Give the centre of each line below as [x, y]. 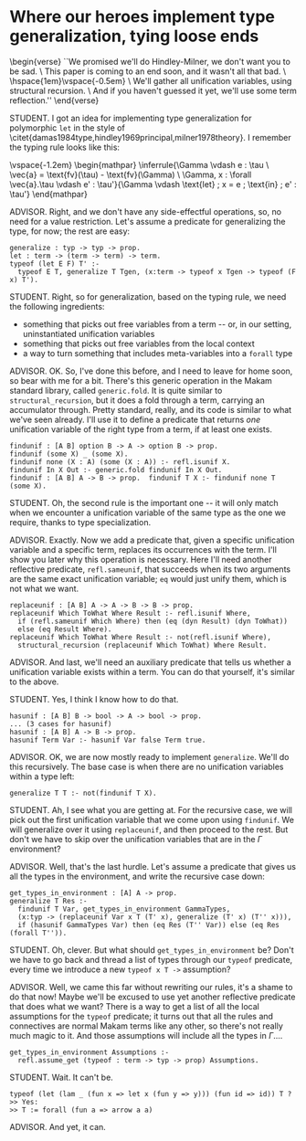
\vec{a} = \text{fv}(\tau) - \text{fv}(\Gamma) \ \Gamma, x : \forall [131, 174]
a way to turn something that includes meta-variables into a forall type [158, 353]
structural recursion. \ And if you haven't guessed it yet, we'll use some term [153, 90]
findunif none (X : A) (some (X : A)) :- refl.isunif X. [120, 462]
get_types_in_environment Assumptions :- [90, 1052]
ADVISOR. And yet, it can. [58, 1126]
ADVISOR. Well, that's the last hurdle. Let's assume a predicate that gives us [153, 866]
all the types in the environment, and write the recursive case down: [137, 876]
